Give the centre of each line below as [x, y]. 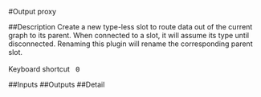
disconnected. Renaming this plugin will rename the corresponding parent [130, 44]
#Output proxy [32, 12]
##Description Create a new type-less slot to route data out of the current [130, 27]
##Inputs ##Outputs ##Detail [57, 84]
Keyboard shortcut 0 [44, 69]
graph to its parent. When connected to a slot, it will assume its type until [129, 35]
